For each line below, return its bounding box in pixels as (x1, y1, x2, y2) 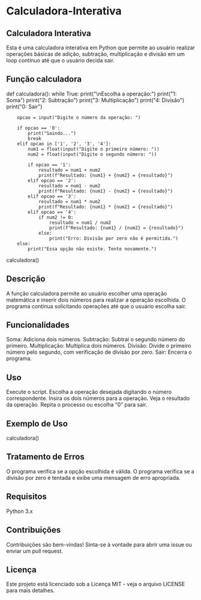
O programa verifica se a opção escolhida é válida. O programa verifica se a (6, 467, 195, 475)
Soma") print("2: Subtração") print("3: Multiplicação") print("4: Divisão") (6, 96, 185, 103)
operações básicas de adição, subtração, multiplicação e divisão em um (6, 50, 185, 58)
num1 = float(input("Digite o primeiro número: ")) (28, 146, 160, 152)
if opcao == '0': (17, 125, 61, 131)
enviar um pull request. (6, 547, 63, 554)
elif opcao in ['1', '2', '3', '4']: (17, 141, 112, 147)
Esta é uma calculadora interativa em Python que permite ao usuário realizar (6, 44, 195, 51)
